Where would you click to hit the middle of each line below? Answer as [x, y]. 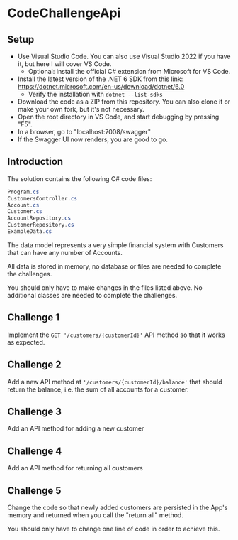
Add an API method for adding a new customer [76, 428]
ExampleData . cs [30, 232]
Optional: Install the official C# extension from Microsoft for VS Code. [129, 71]
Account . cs [23, 205]
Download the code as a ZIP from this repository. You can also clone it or [124, 102]
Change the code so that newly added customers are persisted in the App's [118, 507]
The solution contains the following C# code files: [80, 178]
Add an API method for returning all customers [75, 468]
